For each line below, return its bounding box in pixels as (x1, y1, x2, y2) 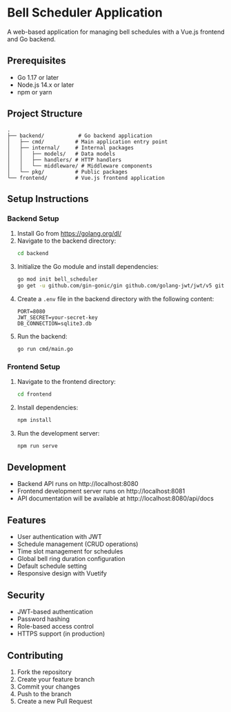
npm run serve (17, 443, 58, 449)
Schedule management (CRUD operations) (17, 540, 139, 549)
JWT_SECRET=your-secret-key (17, 314, 98, 321)
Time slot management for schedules (17, 547, 123, 556)
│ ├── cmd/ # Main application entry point (7, 138, 168, 145)
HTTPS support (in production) (17, 629, 106, 638)
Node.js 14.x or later (17, 81, 74, 89)
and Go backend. (7, 34, 57, 43)
